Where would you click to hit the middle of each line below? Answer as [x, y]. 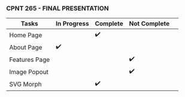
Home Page [26, 35]
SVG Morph [25, 84]
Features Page [30, 60]
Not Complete [149, 24]
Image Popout [29, 71]
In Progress [72, 24]
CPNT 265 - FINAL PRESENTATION [57, 8]
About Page [26, 47]
